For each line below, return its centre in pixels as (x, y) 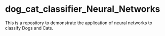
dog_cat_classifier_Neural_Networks (83, 9)
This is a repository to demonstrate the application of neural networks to (79, 23)
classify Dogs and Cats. (29, 28)
